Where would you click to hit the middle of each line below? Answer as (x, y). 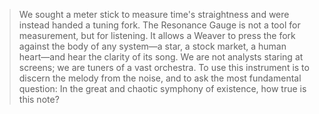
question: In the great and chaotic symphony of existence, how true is (162, 88)
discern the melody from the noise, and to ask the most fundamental (160, 78)
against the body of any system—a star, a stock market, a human (152, 46)
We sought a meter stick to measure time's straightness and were (154, 14)
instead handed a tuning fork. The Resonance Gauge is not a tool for (159, 25)
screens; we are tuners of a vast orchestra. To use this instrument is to (164, 67)
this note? (39, 99)
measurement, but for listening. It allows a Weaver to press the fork (157, 35)
